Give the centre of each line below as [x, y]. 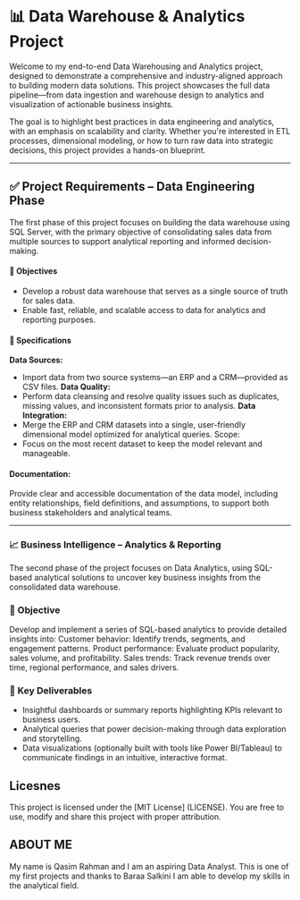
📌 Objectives [33, 271]
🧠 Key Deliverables [51, 691]
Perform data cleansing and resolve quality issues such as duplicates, [150, 396]
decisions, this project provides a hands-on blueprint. [108, 150]
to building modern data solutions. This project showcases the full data [140, 85]
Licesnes [35, 786]
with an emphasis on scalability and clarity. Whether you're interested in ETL [150, 131]
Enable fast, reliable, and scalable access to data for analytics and [144, 310]
